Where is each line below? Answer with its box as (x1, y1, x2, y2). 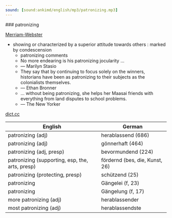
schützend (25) (101, 171, 139, 178)
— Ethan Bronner (20, 85, 57, 91)
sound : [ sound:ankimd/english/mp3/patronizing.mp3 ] (5, 7, 118, 13)
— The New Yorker (20, 101, 60, 107)
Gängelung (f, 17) (101, 187, 144, 195)
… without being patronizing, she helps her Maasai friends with (20, 90, 154, 96)
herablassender (101, 196, 139, 203)
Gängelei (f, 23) (101, 179, 140, 186)
